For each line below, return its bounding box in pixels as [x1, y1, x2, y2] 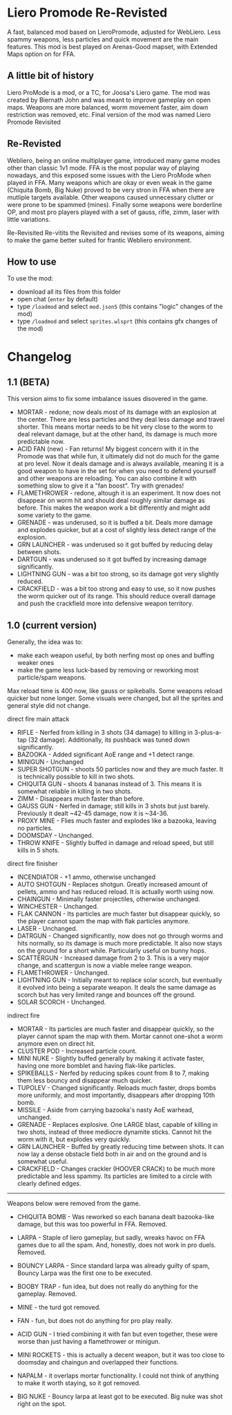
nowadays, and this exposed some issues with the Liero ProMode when [7, 171, 211, 179]
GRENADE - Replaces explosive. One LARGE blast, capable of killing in [17, 1121, 218, 1129]
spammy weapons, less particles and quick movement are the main [7, 35, 199, 43]
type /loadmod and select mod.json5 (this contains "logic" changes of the [17, 303, 223, 311]
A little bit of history [7, 70, 95, 82]
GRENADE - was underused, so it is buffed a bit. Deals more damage [17, 518, 213, 527]
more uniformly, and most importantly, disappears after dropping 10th [17, 1091, 215, 1099]
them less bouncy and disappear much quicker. [17, 1076, 153, 1085]
